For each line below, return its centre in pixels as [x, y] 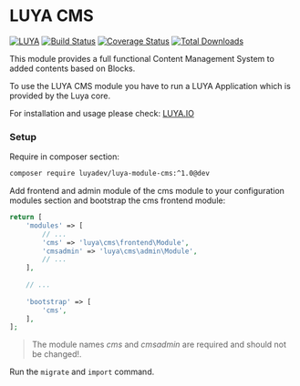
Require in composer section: [65, 157]
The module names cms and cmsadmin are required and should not [159, 345]
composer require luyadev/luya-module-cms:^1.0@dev [109, 174]
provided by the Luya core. [60, 96]
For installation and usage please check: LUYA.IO [102, 113]
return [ [26, 218]
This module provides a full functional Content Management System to [142, 58]
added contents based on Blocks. [72, 68]
